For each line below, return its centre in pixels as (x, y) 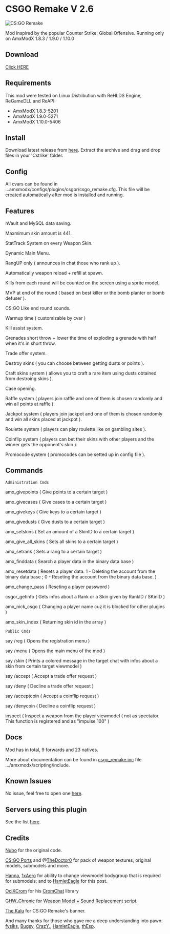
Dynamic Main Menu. (28, 253)
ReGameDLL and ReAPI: (31, 101)
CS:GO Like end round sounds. (38, 308)
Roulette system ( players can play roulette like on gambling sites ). (76, 429)
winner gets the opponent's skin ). (41, 444)
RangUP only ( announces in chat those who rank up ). (63, 263)
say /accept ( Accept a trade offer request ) (51, 676)
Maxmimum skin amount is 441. (39, 233)
